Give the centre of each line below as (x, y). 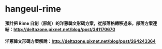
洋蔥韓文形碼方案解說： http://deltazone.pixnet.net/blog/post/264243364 (81, 41)
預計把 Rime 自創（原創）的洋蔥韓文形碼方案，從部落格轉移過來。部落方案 (79, 23)
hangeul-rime (33, 9)
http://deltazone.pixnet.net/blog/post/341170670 (65, 29)
